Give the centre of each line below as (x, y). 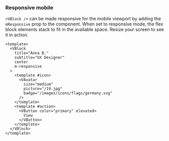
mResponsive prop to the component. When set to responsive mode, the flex (84, 24)
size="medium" (38, 84)
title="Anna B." (32, 53)
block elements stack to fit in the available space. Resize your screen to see (85, 30)
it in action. (17, 35)
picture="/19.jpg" (43, 89)
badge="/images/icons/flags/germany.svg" (68, 93)
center (21, 62)
